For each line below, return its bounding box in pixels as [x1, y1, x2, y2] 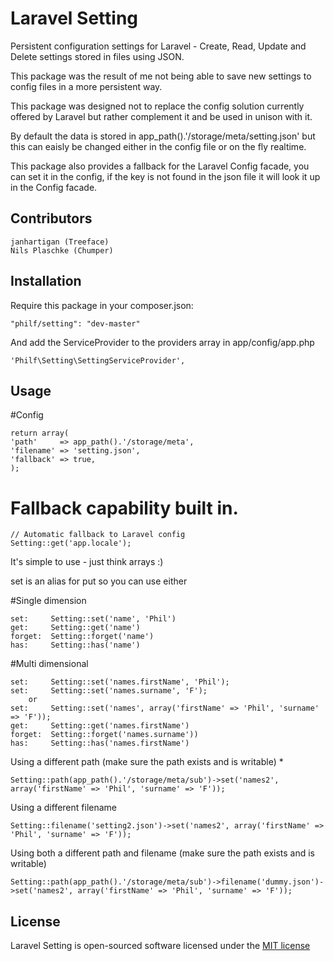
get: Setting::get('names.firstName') [10, 721, 190, 731]
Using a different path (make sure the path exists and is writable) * [10, 756, 284, 768]
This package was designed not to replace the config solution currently [10, 100, 305, 112]
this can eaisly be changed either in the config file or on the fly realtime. [10, 140, 307, 152]
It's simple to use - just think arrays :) [10, 556, 164, 568]
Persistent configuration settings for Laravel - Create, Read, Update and [10, 40, 307, 52]
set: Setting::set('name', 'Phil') [10, 614, 177, 624]
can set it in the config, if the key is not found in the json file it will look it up [10, 170, 321, 182]
